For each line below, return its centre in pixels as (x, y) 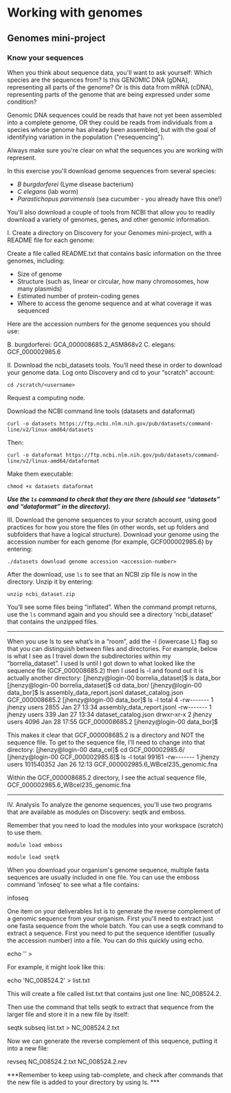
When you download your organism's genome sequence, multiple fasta (108, 870)
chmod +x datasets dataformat (51, 486)
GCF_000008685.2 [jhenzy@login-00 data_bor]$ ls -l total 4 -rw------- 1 (110, 700)
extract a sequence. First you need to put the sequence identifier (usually (111, 933)
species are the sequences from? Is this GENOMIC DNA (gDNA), (98, 80)
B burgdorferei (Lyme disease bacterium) (75, 184)
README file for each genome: (51, 240)
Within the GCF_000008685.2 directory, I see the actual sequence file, (107, 777)
